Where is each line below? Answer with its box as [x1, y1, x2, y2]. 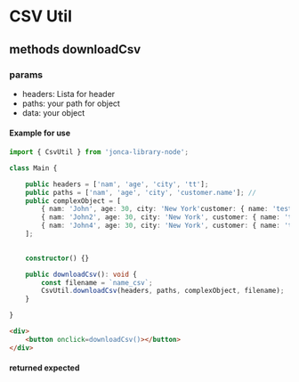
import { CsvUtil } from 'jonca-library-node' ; [9, 148, 190, 157]
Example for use [9, 127, 71, 139]
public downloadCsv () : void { [25, 270, 138, 279]
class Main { [9, 163, 58, 173]
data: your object [21, 107, 85, 118]
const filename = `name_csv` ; [41, 278, 153, 287]
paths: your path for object [21, 98, 120, 109]
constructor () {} [25, 254, 90, 263]
